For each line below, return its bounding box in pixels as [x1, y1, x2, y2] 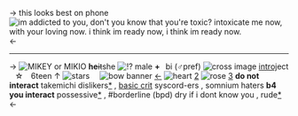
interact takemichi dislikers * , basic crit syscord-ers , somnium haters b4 [9, 80, 277, 90]
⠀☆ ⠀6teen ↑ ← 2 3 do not [9, 71, 260, 81]
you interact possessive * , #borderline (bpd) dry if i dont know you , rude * [9, 89, 282, 100]
